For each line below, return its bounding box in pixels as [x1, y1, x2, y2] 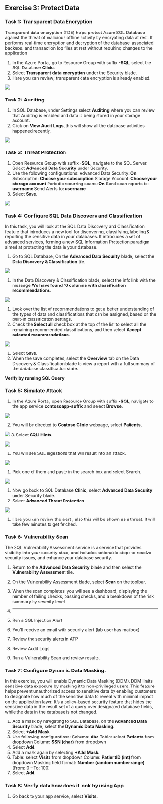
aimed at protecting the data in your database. [5, 244, 98, 250]
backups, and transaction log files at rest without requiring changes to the [5, 45, 153, 50]
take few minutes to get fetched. [12, 521, 77, 527]
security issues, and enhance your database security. [5, 555, 113, 561]
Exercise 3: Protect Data [5, 4, 80, 12]
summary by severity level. [12, 599, 66, 604]
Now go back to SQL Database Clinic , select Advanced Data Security [12, 487, 153, 493]
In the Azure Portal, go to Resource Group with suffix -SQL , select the [12, 59, 151, 65]
